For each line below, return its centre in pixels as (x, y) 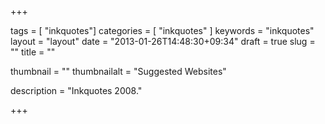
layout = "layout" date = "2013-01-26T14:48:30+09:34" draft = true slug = (163, 41)
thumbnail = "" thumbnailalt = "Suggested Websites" (118, 71)
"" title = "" (33, 52)
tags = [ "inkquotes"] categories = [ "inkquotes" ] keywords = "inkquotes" (162, 30)
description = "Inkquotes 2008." (76, 90)
